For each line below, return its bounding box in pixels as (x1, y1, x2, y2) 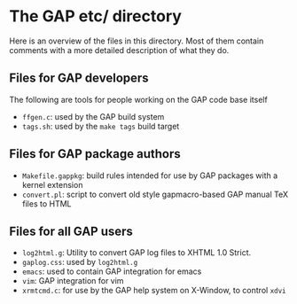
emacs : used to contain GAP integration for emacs (21, 266, 202, 277)
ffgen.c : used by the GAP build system (21, 111, 165, 121)
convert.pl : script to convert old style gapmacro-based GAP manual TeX (21, 189, 289, 199)
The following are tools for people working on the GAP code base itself (9, 94, 268, 105)
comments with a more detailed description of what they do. (9, 44, 230, 55)
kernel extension (21, 179, 83, 190)
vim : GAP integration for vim (21, 276, 124, 286)
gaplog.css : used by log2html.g (21, 257, 138, 268)
